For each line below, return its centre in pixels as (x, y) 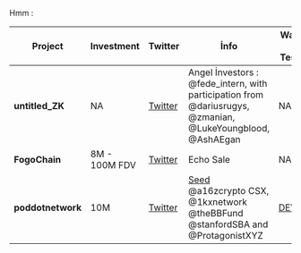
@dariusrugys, (219, 106)
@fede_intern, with (228, 84)
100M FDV (113, 165)
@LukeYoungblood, (229, 128)
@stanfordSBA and (228, 224)
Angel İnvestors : (224, 72)
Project (48, 46)
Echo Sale (209, 160)
